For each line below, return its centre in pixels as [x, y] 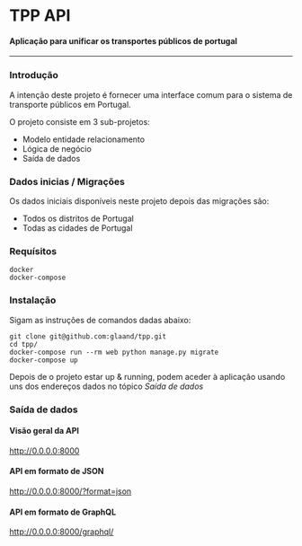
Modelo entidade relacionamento [84, 139]
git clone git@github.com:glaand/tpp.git [88, 336]
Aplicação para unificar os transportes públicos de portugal [124, 40]
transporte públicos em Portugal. [71, 104]
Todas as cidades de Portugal [77, 228]
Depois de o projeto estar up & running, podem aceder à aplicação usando [147, 376]
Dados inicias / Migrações [67, 181]
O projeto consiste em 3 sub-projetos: [80, 121]
